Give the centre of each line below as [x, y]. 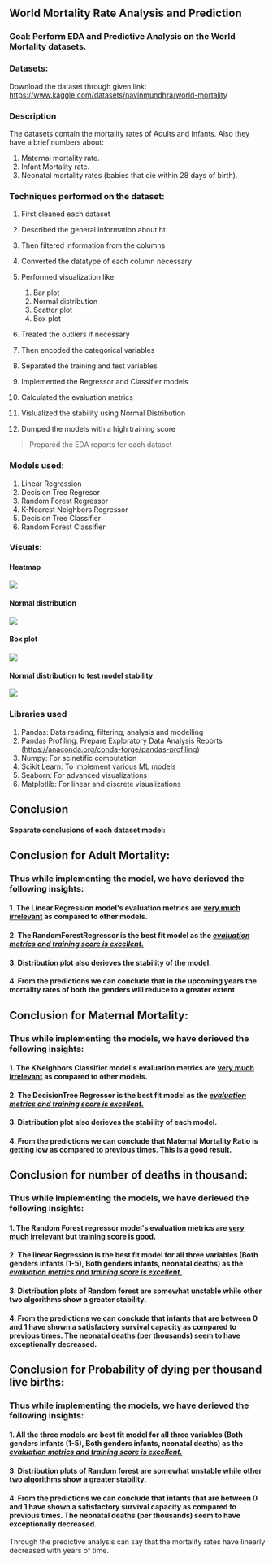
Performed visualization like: [68, 277]
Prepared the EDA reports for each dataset [101, 445]
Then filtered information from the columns [93, 245]
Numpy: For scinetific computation [79, 758]
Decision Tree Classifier [61, 518]
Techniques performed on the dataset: [87, 196]
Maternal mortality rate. [60, 158]
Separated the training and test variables [89, 366]
